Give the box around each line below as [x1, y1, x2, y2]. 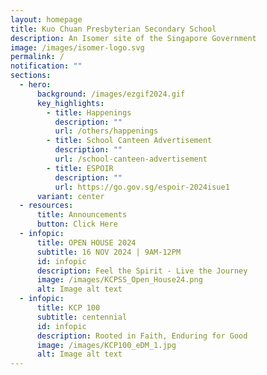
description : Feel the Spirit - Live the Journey [36, 266, 248, 276]
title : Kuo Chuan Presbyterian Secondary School [10, 24, 217, 34]
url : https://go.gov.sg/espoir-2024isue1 [54, 182, 230, 192]
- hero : [19, 80, 52, 90]
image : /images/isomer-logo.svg [10, 42, 145, 53]
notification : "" [10, 61, 83, 71]
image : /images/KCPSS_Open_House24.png [36, 275, 203, 285]
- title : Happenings [46, 107, 132, 118]
